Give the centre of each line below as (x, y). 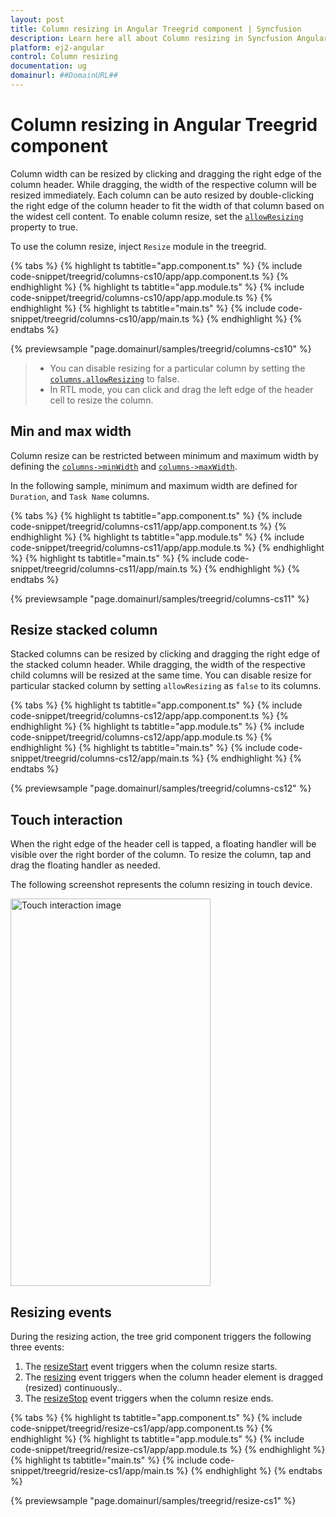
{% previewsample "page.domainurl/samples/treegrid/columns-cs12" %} (161, 788)
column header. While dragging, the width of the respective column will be (163, 184)
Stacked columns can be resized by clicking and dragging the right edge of (165, 654)
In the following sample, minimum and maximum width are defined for (154, 485)
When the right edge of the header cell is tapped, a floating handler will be (163, 844)
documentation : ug (48, 66)
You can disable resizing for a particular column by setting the (177, 368)
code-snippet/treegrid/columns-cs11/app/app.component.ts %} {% (148, 526)
